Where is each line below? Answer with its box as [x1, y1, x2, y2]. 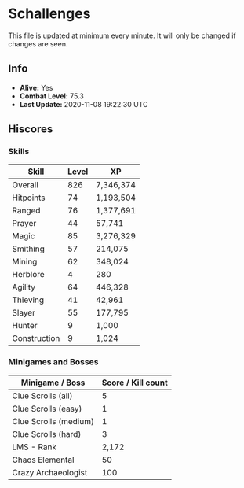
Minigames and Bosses [8, 357, 99, 368]
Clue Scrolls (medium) [12, 416, 94, 427]
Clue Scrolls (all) [12, 390, 73, 401]
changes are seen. [8, 39, 68, 48]
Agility [12, 282, 36, 293]
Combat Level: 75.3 [19, 91, 84, 101]
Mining [12, 257, 38, 268]
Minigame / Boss [20, 377, 86, 388]
